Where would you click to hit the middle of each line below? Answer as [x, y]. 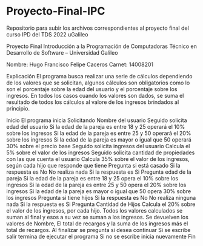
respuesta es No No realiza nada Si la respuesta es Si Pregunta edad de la [99, 172]
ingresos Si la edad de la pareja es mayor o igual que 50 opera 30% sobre [99, 191]
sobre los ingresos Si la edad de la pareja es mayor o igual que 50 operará [99, 139]
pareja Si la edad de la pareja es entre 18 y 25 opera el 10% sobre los [92, 178]
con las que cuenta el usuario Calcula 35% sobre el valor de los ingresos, [98, 159]
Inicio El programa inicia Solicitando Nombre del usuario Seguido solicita [97, 120]
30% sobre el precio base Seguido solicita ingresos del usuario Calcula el [98, 146]
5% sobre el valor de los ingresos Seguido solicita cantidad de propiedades [101, 152]
